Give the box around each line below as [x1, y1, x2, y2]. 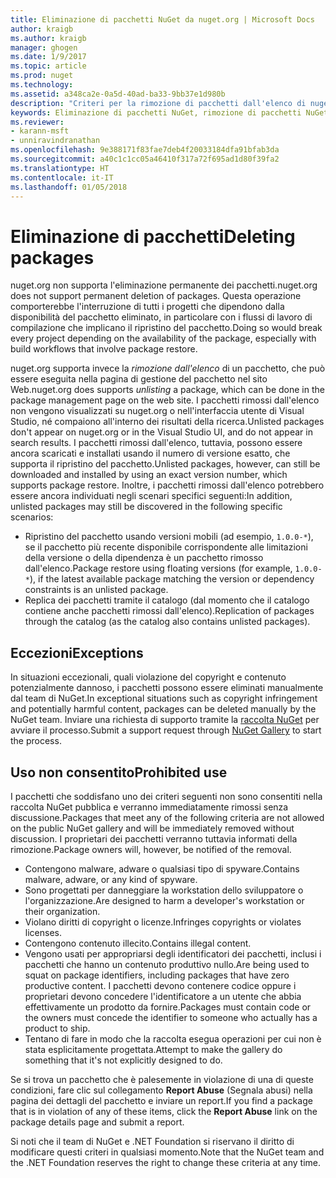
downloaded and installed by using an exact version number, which [10, 469, 288, 481]
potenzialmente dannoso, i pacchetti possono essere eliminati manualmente [10, 682, 324, 694]
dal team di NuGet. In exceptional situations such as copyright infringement [10, 692, 318, 705]
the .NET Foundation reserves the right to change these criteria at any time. [10, 1156, 321, 1168]
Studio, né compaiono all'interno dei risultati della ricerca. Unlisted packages [10, 416, 325, 428]
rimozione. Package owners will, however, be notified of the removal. [10, 843, 292, 855]
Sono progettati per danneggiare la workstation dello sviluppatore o [24, 884, 304, 896]
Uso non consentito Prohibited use [10, 764, 228, 781]
